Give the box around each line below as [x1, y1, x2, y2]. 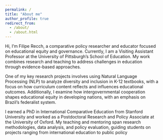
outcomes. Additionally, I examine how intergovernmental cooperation [5, 89, 145, 95]
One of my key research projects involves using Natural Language [5, 74, 137, 79]
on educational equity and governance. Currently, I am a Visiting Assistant [5, 48, 154, 54]
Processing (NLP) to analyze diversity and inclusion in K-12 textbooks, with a [5, 79, 159, 84]
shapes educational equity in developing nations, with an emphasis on [5, 94, 146, 100]
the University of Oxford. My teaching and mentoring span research [5, 119, 141, 125]
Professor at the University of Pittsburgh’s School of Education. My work [5, 54, 150, 59]
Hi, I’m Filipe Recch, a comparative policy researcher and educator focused [5, 43, 156, 49]
